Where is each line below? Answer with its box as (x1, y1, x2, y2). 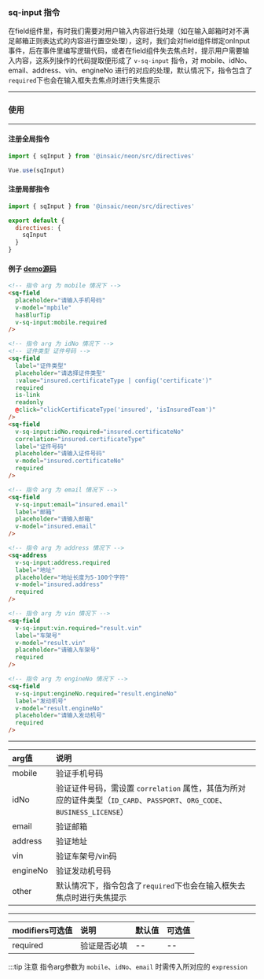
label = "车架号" (15, 632, 61, 640)
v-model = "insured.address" (15, 580, 104, 588)
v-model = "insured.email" (15, 522, 97, 531)
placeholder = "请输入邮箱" (15, 515, 94, 523)
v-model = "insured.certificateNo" (15, 457, 125, 465)
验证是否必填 (79, 940, 128, 951)
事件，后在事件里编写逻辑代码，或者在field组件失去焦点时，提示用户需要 (8, 46, 243, 56)
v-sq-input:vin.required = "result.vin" (15, 624, 143, 632)
